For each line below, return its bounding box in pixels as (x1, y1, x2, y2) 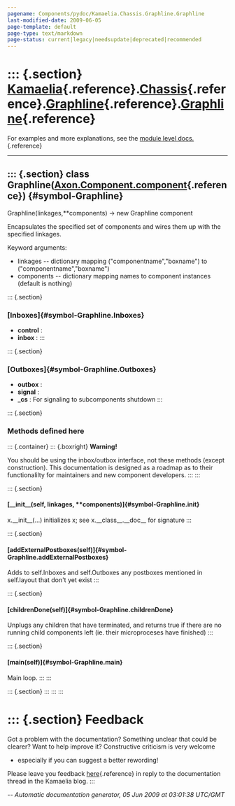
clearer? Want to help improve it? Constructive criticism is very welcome (7, 742, 215, 751)
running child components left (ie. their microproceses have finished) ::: (7, 628, 213, 637)
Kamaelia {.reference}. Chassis (7, 81, 187, 97)
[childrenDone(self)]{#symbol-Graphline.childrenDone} (7, 605, 173, 614)
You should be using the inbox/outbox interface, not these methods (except (7, 455, 225, 464)
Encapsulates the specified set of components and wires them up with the (7, 222, 222, 231)
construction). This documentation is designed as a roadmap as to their (7, 463, 213, 472)
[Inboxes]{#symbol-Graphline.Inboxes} (7, 310, 145, 320)
